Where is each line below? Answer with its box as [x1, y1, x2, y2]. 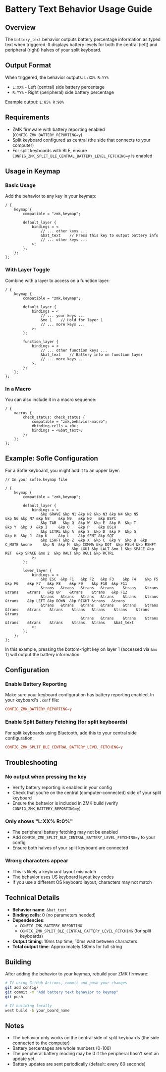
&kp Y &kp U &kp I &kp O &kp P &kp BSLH [5, 524, 116, 530]
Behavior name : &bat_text [12, 906, 67, 912]
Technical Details [5, 894, 60, 902]
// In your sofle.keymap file [5, 477, 68, 482]
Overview [5, 23, 36, 32]
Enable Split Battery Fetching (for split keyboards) [5, 719, 128, 726]
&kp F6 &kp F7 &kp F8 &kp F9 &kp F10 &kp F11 [5, 581, 127, 586]
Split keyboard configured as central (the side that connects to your [12, 137, 151, 143]
